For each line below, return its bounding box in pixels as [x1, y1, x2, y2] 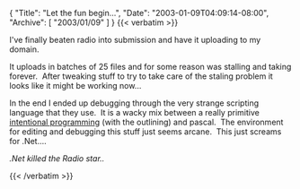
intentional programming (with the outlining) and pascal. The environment [9, 116, 284, 127]
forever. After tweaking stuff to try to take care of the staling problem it [9, 71, 274, 82]
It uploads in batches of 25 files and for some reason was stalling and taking [9, 62, 292, 72]
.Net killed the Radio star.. [9, 153, 105, 164]
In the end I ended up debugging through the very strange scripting [9, 98, 260, 108]
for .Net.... [9, 136, 47, 146]
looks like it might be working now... [9, 81, 142, 90]
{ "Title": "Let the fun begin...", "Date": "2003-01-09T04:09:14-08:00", [9, 8, 269, 18]
